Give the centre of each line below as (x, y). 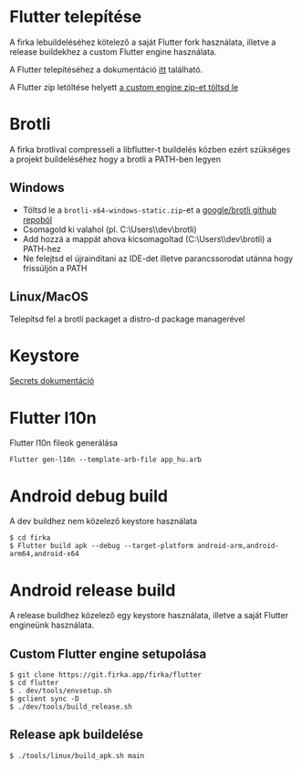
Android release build (93, 590)
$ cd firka (30, 538)
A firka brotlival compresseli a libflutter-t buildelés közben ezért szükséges (150, 149)
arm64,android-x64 (44, 554)
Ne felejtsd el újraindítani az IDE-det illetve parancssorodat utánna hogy (158, 258)
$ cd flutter (34, 683)
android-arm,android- (239, 546)
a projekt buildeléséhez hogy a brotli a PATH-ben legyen (115, 159)
